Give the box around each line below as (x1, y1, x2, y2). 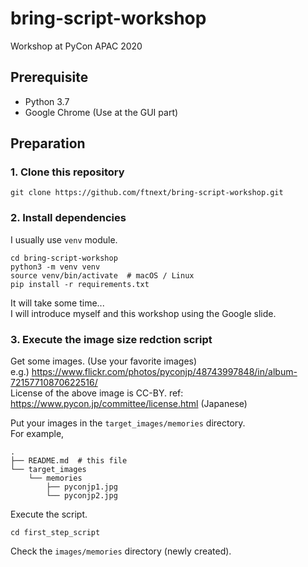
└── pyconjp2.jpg (46, 491, 118, 501)
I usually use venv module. (10, 233, 118, 246)
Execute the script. (10, 508, 88, 521)
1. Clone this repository (10, 165, 125, 179)
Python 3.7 (24, 95, 70, 107)
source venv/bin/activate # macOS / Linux (10, 270, 195, 281)
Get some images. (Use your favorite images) (10, 355, 198, 367)
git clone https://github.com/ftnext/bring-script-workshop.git (10, 188, 284, 198)
